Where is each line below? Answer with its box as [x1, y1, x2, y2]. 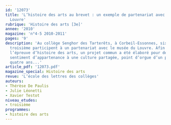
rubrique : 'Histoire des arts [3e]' [5, 21, 83, 27]
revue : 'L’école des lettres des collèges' [5, 74, 99, 79]
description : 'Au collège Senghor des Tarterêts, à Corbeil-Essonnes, [5, 41, 158, 46]
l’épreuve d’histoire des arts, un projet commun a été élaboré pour [10, 50, 160, 55]
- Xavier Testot [5, 93, 40, 98]
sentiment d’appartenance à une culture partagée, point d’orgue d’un [10, 55, 163, 60]
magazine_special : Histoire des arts [5, 69, 85, 74]
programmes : [5, 107, 31, 112]
